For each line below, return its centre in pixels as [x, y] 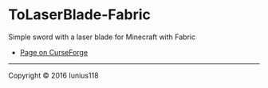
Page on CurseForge [54, 52]
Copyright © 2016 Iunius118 [53, 75]
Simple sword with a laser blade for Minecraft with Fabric [102, 37]
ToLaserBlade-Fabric [80, 15]
